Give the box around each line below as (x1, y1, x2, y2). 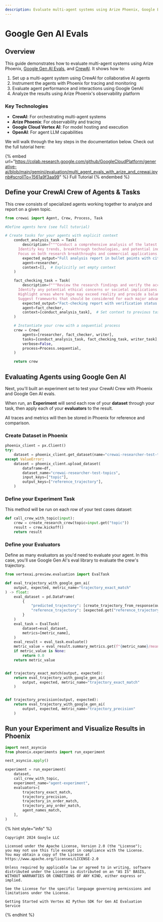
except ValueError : (5, 456, 45, 462)
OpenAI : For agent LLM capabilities (12, 129, 83, 135)
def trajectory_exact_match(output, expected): (5, 671, 103, 676)
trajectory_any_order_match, (22, 803, 81, 809)
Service (5, 903, 21, 908)
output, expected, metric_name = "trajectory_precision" (22, 707, 136, 712)
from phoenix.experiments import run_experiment (5, 750, 105, 754)
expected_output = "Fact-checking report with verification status (22, 301, 158, 306)
